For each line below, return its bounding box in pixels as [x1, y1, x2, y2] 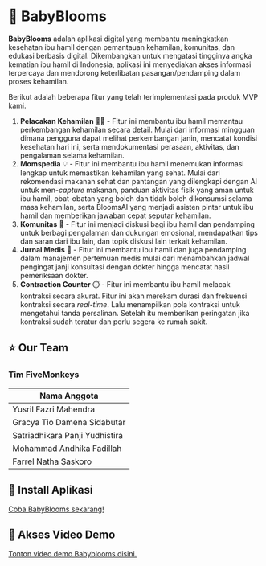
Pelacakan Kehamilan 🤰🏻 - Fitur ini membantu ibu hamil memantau [19, 116, 243, 125]
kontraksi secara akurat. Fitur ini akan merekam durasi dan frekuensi [19, 291, 248, 301]
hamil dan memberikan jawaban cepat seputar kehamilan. [19, 211, 211, 220]
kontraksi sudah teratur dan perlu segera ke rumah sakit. [19, 317, 208, 326]
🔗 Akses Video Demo [8, 527, 116, 541]
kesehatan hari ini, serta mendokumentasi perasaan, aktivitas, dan [19, 141, 239, 151]
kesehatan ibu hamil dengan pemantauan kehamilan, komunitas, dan [8, 42, 235, 51]
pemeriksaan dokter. [19, 270, 88, 280]
